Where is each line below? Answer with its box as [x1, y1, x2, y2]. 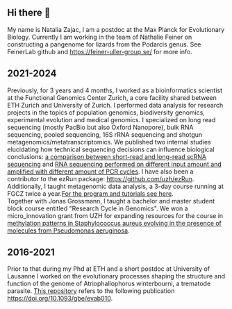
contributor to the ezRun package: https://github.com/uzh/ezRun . [7, 174, 194, 183]
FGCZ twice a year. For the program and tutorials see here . [7, 189, 174, 198]
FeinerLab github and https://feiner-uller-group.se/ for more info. [7, 47, 193, 56]
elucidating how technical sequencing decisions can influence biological [7, 145, 215, 153]
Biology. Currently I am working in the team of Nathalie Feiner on [7, 33, 192, 41]
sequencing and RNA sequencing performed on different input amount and [7, 160, 222, 168]
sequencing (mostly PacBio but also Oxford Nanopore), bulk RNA [7, 123, 194, 131]
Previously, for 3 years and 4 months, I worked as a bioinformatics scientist [7, 86, 223, 94]
